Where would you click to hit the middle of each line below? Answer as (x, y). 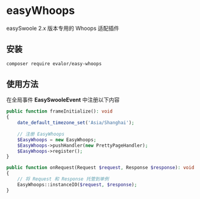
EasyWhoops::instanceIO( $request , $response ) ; (77, 184)
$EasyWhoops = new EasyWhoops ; (57, 140)
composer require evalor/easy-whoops (54, 64)
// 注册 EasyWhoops (41, 134)
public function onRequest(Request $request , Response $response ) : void (100, 168)
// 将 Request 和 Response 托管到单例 (63, 179)
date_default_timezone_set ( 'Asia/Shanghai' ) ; (76, 123)
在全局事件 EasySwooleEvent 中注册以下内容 (63, 100)
